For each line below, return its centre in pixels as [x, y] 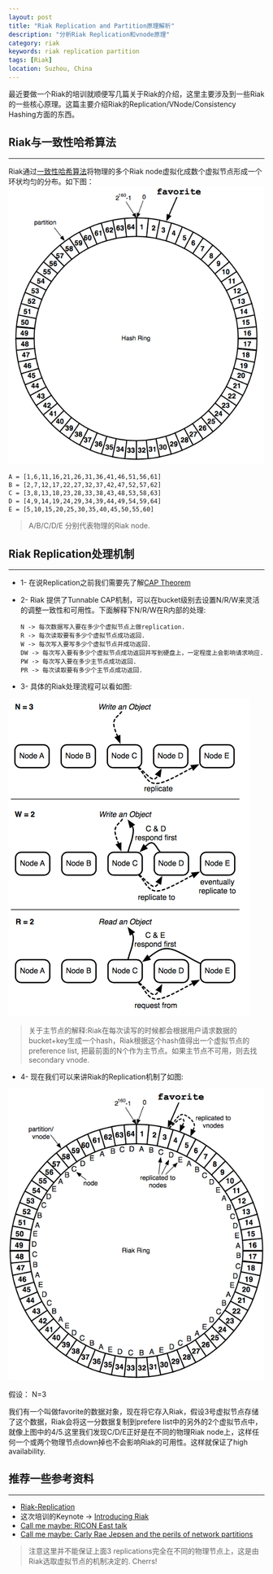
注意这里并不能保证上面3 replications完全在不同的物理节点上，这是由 [143, 1550]
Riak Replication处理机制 [71, 554]
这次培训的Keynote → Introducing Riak [84, 1516]
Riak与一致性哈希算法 [62, 142]
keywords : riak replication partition [74, 52]
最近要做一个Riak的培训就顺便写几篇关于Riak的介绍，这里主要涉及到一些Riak [136, 94]
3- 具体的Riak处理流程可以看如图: [76, 686]
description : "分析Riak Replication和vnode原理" [89, 34]
